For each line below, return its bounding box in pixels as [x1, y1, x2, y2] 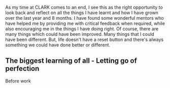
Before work [5, 78, 31, 84]
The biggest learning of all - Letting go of [5, 57, 137, 65]
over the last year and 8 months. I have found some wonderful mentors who [5, 15, 164, 21]
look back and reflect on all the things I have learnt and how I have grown [5, 10, 159, 16]
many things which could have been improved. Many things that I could [5, 31, 155, 37]
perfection [5, 64, 40, 73]
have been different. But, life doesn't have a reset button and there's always [5, 36, 164, 42]
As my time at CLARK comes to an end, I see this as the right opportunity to [5, 5, 163, 10]
